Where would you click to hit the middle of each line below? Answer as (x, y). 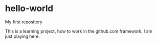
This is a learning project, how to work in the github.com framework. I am (79, 31)
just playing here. (22, 36)
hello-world (29, 8)
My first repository (24, 22)
